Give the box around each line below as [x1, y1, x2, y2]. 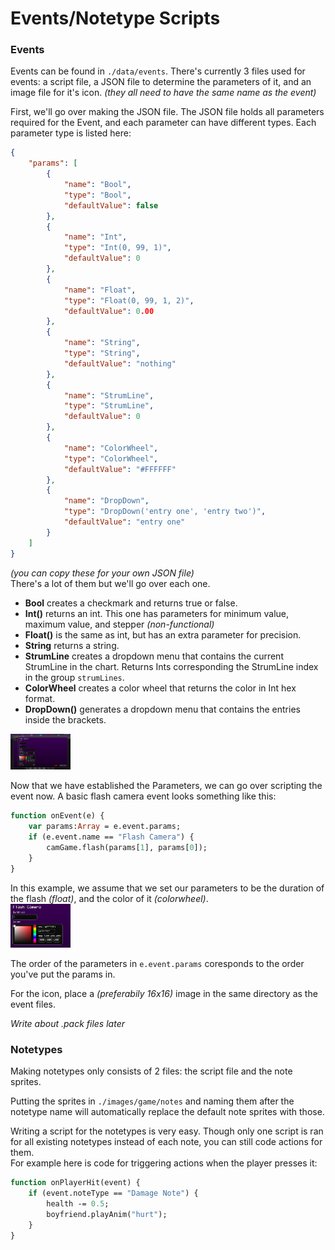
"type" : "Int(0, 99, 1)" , [63, 243, 172, 253]
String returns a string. [24, 639, 120, 651]
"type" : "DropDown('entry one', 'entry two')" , [63, 507, 267, 517]
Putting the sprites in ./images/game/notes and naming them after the [10, 1095, 295, 1107]
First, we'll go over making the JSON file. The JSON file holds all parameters [10, 106, 325, 118]
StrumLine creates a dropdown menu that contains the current [24, 650, 284, 662]
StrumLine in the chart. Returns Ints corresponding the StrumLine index [24, 660, 319, 672]
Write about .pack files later [10, 1018, 125, 1030]
